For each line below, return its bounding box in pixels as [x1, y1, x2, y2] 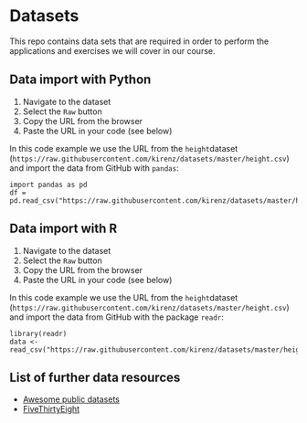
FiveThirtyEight [22, 404, 80, 415]
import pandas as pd [9, 180, 89, 189]
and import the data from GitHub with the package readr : [9, 312, 224, 323]
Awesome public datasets [22, 394, 121, 405]
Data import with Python [9, 72, 152, 88]
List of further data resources [9, 369, 181, 385]
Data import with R [9, 221, 118, 237]
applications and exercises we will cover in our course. [9, 45, 216, 56]
